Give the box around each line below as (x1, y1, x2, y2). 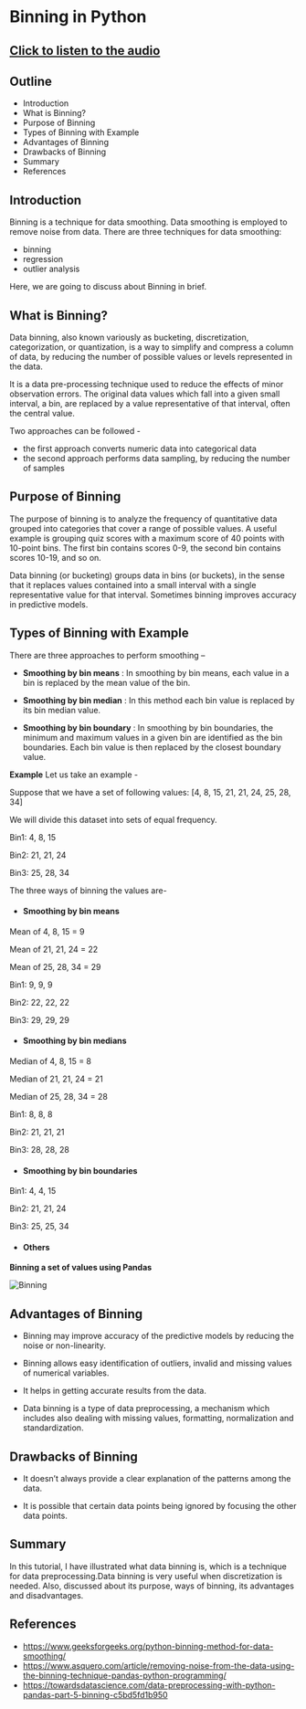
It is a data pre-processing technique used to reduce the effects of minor (9, 379, 284, 390)
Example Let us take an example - (9, 769, 139, 780)
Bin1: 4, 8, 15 (9, 831, 57, 842)
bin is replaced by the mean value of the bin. (22, 677, 191, 688)
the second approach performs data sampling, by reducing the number (22, 453, 290, 464)
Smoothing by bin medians (22, 1035, 127, 1047)
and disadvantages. (9, 1589, 84, 1600)
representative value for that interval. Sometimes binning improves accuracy (9, 589, 297, 600)
